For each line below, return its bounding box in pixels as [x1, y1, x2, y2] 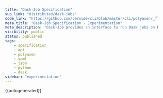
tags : [5, 39, 16, 43]
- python [14, 66, 32, 70]
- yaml [14, 56, 27, 61]
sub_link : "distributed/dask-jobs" [5, 12, 77, 16]
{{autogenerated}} [5, 87, 42, 93]
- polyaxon [14, 52, 36, 57]
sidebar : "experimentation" [5, 74, 62, 79]
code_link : [5, 16, 27, 21]
